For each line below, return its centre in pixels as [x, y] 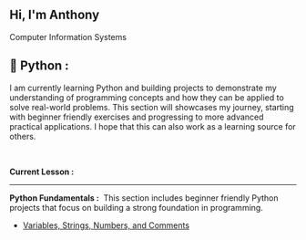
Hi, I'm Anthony [55, 15]
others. [23, 136]
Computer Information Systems [68, 37]
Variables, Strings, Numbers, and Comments [106, 225]
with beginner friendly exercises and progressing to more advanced [137, 117]
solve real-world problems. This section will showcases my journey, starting [152, 107]
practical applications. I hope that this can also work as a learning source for [153, 126]
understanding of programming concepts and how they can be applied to [147, 97]
